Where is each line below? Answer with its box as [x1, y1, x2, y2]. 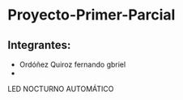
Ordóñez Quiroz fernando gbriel [19, 59, 126, 69]
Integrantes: [7, 38, 71, 52]
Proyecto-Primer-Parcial [7, 6, 176, 24]
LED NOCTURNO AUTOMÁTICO [7, 84, 114, 93]
